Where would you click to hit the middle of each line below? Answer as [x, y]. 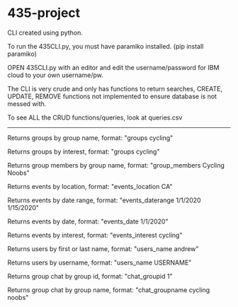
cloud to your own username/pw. [56, 75]
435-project [44, 13]
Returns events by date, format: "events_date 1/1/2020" [88, 221]
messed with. [27, 103]
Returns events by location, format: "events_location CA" [90, 186]
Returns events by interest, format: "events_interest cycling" [95, 235]
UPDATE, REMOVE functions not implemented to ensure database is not [112, 96]
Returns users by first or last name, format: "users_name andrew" [103, 248]
